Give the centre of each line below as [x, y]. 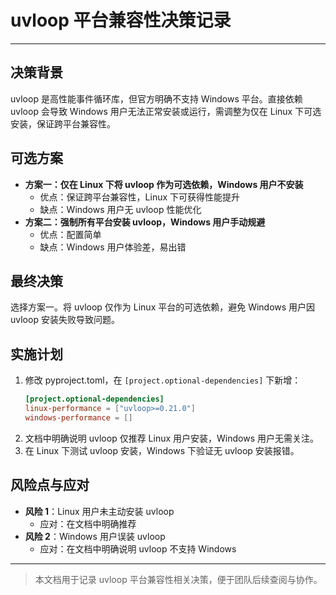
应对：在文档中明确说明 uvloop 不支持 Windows [138, 548]
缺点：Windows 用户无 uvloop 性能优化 [120, 209]
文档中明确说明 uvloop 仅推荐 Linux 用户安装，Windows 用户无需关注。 [171, 438]
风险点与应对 [50, 485]
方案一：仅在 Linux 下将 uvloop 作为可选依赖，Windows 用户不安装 [164, 184]
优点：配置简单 [70, 234]
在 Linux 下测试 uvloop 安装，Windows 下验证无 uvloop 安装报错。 [162, 450]
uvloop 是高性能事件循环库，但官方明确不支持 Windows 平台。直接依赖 [156, 98]
